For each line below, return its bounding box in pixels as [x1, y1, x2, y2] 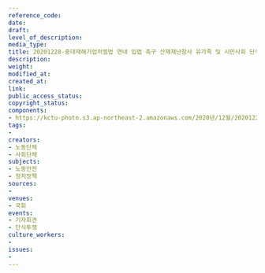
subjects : [8, 158, 41, 166]
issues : [8, 245, 34, 253]
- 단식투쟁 [8, 223, 38, 232]
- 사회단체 [8, 150, 38, 158]
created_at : [8, 77, 47, 85]
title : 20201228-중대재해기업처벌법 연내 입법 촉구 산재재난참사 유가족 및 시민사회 [8, 48, 246, 56]
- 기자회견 [8, 216, 38, 224]
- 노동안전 [8, 165, 38, 173]
